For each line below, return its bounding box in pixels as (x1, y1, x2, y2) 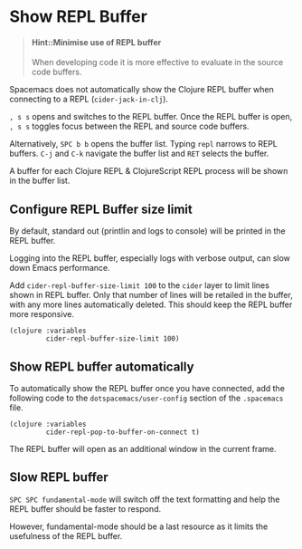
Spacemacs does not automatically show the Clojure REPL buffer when (9, 84, 274, 95)
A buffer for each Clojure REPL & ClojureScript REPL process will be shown (9, 166, 288, 177)
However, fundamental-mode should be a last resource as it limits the (9, 521, 269, 532)
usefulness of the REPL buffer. (9, 530, 123, 541)
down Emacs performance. (9, 263, 110, 274)
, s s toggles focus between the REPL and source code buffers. (9, 120, 250, 132)
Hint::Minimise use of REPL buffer (31, 36, 162, 47)
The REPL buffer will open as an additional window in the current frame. (9, 444, 277, 455)
